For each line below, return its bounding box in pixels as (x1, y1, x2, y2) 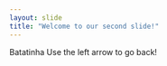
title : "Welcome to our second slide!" (9, 22, 160, 31)
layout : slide (9, 13, 63, 23)
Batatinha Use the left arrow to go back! (9, 46, 158, 57)
